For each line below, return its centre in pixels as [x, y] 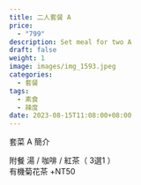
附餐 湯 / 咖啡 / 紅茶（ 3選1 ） [62, 160]
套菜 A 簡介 [30, 142]
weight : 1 [27, 58]
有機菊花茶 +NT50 [42, 172]
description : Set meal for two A [70, 42]
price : [21, 26]
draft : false [33, 50]
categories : [31, 75]
